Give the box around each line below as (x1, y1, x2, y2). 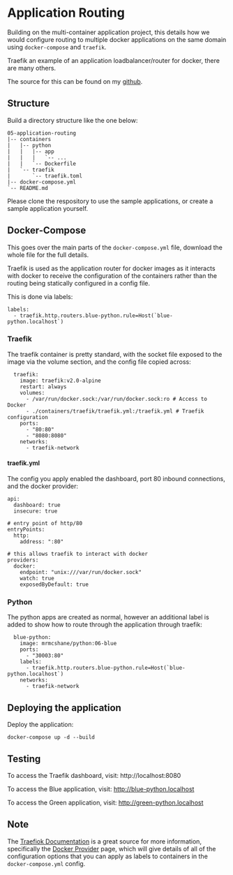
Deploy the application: (7, 721, 74, 729)
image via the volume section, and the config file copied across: (7, 358, 191, 366)
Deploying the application (7, 702, 122, 714)
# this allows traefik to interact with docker (7, 550, 149, 558)
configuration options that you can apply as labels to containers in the (7, 852, 208, 860)
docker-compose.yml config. (7, 859, 86, 867)
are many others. (7, 64, 57, 72)
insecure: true (13, 508, 58, 515)
